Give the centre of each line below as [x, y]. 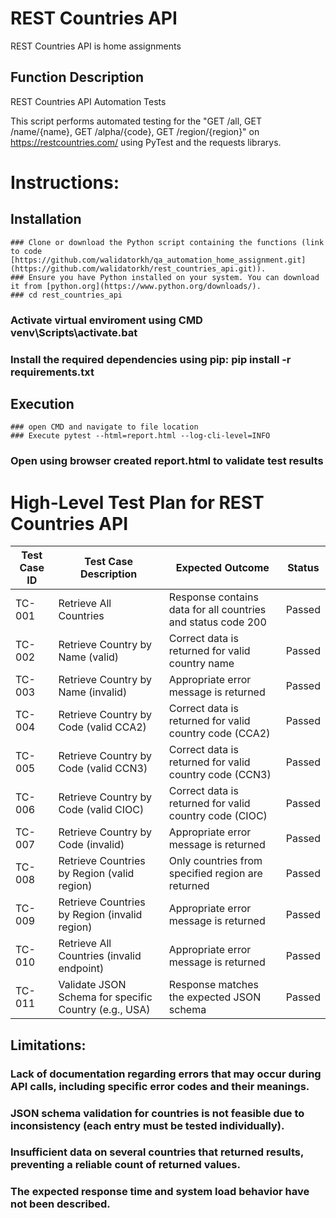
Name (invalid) [93, 692]
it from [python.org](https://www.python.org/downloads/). [136, 286]
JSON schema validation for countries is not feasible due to [157, 1113]
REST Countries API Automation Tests [88, 101]
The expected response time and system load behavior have [160, 1192]
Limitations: [48, 1045]
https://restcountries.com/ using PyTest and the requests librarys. [146, 142]
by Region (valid [96, 874]
